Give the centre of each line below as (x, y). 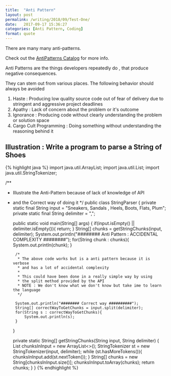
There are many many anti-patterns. (43, 48)
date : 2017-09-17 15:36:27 (36, 24)
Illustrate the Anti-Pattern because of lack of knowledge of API (78, 192)
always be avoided (25, 89)
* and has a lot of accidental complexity (63, 268)
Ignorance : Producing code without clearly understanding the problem (87, 115)
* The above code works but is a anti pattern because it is (84, 259)
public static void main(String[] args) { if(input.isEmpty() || (74, 223)
